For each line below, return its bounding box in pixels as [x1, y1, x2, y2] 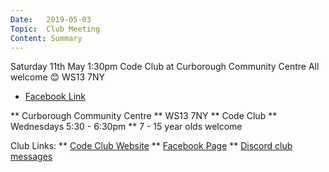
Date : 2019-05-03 [10, 14, 92, 25]
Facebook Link [24, 91, 86, 103]
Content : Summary [10, 33, 83, 43]
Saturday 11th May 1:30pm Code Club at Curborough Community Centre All [10, 61, 320, 73]
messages [10, 151, 53, 163]
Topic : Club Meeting [10, 24, 101, 34]
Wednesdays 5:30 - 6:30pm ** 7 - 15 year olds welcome [10, 121, 243, 133]
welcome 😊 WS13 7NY [10, 71, 106, 83]
